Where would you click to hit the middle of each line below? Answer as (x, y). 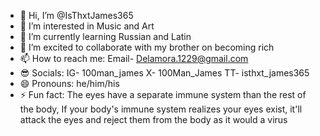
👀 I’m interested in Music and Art (87, 26)
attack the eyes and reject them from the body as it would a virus (153, 119)
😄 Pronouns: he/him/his (69, 83)
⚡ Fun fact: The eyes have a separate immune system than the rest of (163, 94)
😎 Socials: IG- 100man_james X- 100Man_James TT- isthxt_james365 (164, 73)
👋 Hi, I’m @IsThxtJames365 (76, 15)
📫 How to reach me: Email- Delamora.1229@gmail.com (134, 58)
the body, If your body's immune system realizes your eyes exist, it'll (161, 109)
